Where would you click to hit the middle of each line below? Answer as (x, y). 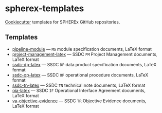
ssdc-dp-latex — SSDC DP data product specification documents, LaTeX (84, 64)
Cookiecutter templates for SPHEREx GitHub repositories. (63, 22)
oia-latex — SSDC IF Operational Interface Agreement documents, (79, 90)
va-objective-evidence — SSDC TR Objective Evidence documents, (79, 101)
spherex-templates (45, 9)
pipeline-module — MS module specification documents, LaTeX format (82, 49)
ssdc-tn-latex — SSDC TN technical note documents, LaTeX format (79, 85)
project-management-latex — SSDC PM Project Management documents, (85, 54)
